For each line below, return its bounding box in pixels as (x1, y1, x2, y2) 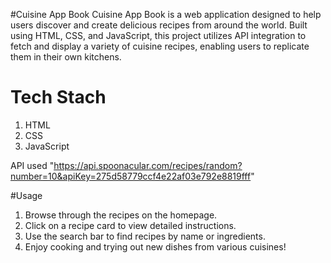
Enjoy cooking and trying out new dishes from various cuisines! (24, 240, 287, 253)
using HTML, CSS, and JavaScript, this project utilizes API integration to (10, 30, 307, 41)
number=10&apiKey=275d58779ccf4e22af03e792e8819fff (10, 170, 252, 182)
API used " (10, 159, 55, 171)
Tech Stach (10, 86, 107, 109)
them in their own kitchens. (10, 51, 122, 63)
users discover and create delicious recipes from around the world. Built (10, 19, 308, 31)
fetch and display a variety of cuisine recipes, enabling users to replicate (10, 40, 310, 52)
